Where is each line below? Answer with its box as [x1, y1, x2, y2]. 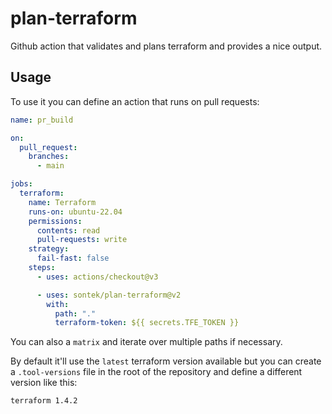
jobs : [10, 179, 33, 189]
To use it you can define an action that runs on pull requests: [10, 95, 260, 107]
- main [36, 161, 65, 171]
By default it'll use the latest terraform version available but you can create [10, 355, 322, 367]
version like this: [10, 377, 78, 389]
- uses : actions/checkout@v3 [36, 272, 159, 282]
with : [46, 299, 70, 309]
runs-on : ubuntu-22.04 [28, 207, 123, 217]
